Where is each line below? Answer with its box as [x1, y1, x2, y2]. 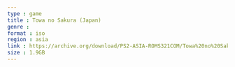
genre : [7, 23, 30, 30]
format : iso [7, 29, 45, 37]
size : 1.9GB [7, 50, 45, 57]
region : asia [7, 36, 49, 43]
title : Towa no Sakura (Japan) [7, 17, 101, 24]
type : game [7, 10, 42, 17]
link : [7, 43, 27, 50]
